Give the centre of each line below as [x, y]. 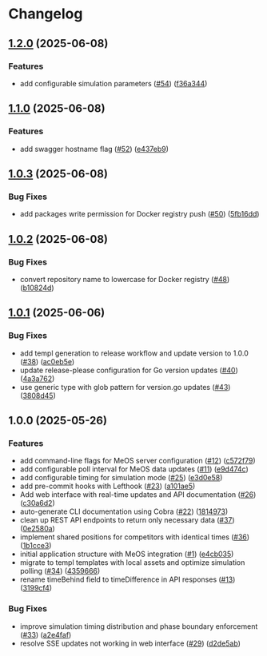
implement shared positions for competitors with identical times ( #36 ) [135, 537]
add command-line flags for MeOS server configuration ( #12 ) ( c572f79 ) [137, 461]
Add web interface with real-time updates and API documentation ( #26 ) [138, 495]
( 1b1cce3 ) [36, 546]
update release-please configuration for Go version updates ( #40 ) [129, 370]
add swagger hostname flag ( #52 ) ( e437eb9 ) [94, 149]
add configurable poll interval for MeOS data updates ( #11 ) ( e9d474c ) [134, 469]
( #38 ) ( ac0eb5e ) [47, 361]
